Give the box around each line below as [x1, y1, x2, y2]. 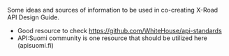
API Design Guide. [7, 13, 60, 21]
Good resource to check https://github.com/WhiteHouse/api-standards [17, 27, 222, 35]
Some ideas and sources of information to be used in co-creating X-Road [7, 6, 219, 14]
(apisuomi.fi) [17, 41, 54, 49]
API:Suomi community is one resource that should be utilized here [17, 34, 207, 42]
